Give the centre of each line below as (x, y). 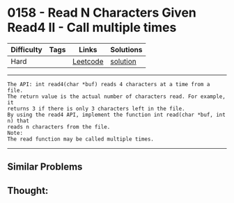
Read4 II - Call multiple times (92, 27)
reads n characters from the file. (59, 127)
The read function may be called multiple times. (81, 139)
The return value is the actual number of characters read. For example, (117, 96)
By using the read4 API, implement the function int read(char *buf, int (117, 115)
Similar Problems (45, 167)
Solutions (126, 49)
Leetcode (88, 61)
